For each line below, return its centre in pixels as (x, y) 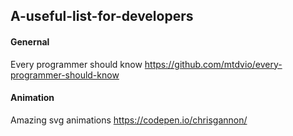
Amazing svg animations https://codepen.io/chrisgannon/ (129, 120)
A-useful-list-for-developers (102, 16)
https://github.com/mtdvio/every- (213, 64)
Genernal (30, 41)
